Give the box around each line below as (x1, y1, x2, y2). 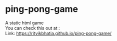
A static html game (5, 20, 44, 26)
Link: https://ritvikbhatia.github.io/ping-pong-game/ (5, 30, 111, 36)
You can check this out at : (5, 25, 60, 31)
